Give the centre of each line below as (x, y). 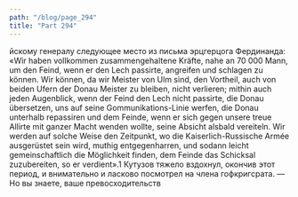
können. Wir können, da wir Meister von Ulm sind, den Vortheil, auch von (143, 79)
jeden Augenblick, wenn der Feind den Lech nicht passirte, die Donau (137, 98)
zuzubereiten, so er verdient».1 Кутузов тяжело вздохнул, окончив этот (142, 164)
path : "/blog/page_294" (53, 17)
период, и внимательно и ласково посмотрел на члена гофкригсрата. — (147, 173)
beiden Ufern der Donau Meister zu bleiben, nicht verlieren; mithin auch (141, 89)
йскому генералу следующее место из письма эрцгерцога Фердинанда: (148, 51)
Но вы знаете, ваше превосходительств (85, 183)
